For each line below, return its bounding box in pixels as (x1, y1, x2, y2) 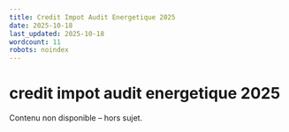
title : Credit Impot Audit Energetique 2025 (9, 12, 176, 22)
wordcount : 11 (9, 37, 62, 47)
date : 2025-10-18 (9, 21, 73, 30)
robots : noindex (9, 46, 69, 55)
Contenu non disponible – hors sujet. (9, 113, 143, 123)
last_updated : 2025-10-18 (9, 29, 104, 38)
